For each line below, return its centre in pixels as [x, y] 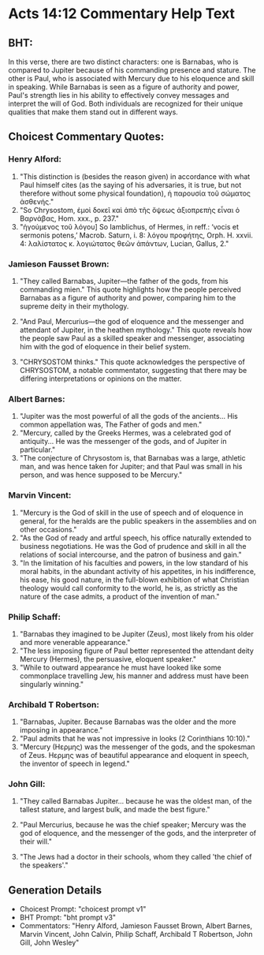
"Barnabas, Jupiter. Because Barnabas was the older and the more [128, 722]
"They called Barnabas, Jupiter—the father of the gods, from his [124, 281]
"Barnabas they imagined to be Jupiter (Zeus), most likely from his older [136, 634]
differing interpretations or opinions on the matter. [100, 379]
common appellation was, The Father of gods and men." [111, 425]
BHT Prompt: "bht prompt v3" [68, 918]
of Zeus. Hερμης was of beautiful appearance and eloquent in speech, [134, 755]
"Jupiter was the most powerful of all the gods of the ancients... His [128, 416]
